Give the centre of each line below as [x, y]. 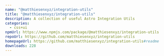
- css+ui [18, 28]
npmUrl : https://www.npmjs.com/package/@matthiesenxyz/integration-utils [82, 32]
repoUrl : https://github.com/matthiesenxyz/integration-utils [70, 37]
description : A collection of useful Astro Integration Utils [70, 19]
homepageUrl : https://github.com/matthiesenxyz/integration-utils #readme [82, 41]
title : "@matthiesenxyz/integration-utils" [50, 14]
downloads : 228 [21, 46]
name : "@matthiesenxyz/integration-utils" [49, 9]
